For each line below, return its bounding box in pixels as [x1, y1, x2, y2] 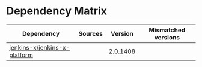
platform [9, 51, 33, 59]
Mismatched [148, 26, 186, 34]
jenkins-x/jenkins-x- [9, 43, 70, 51]
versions [154, 33, 180, 41]
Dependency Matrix [6, 4, 107, 18]
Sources [78, 29, 103, 38]
